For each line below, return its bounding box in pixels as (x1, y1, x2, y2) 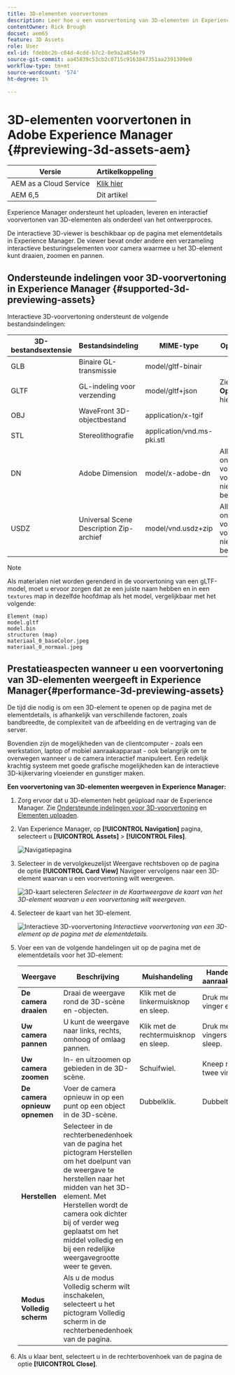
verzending (78, 391, 116, 400)
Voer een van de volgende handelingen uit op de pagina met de (17, 943, 201, 951)
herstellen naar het (63, 1174, 125, 1184)
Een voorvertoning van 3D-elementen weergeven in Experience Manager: (7, 783, 227, 791)
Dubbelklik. (139, 1097, 176, 1106)
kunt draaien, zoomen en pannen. (7, 252, 105, 260)
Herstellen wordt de (63, 1200, 128, 1210)
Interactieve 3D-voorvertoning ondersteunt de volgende (7, 313, 169, 321)
